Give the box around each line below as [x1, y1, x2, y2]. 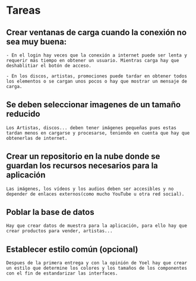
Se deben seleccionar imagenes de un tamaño [6, 99, 181, 110]
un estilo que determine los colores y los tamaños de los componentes [6, 266, 187, 271]
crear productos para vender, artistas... [6, 228, 113, 234]
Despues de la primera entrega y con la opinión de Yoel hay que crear [6, 260, 187, 266]
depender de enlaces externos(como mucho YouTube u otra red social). [6, 191, 185, 197]
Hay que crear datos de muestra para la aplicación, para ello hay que [6, 223, 187, 229]
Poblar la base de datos [6, 207, 94, 217]
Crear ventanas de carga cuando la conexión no [6, 27, 187, 38]
